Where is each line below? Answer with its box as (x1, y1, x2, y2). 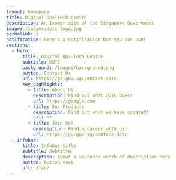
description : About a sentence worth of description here (22, 154, 171, 160)
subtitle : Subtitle (22, 148, 71, 154)
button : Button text (22, 160, 74, 166)
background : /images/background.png (22, 64, 114, 71)
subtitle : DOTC (22, 59, 61, 65)
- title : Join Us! (28, 121, 74, 127)
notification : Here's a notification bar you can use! (6, 37, 147, 43)
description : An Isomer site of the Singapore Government (6, 20, 154, 26)
